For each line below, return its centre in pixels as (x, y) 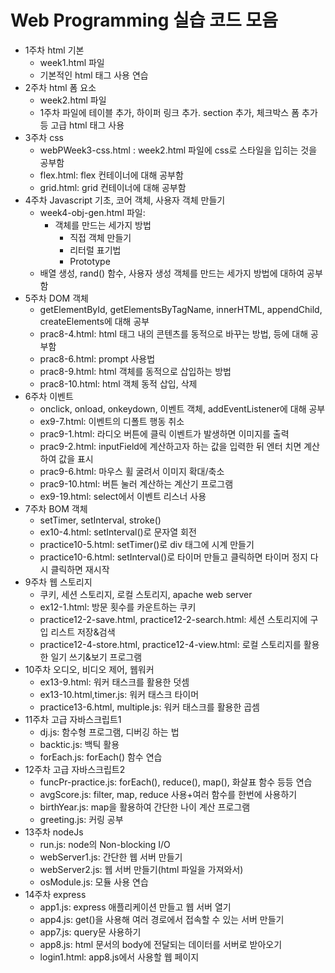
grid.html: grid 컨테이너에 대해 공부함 (113, 187)
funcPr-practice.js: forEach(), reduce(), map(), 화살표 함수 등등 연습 (176, 782)
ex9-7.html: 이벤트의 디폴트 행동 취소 (112, 421)
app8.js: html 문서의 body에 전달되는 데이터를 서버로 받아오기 (161, 944)
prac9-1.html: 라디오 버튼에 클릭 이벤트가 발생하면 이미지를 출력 (164, 433)
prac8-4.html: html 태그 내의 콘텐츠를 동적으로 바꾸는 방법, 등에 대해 (174, 333)
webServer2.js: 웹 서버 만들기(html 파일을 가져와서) (141, 869)
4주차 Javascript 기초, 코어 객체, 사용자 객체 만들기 (125, 200)
